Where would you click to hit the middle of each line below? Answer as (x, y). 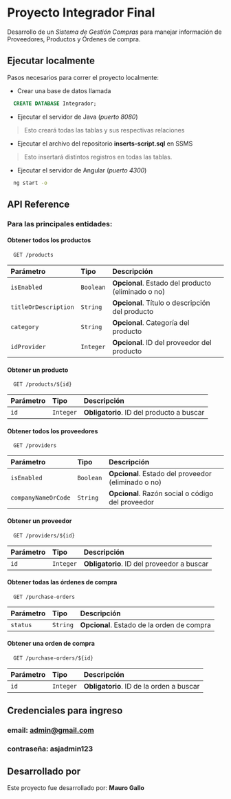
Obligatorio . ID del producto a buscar (144, 413)
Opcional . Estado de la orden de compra (146, 624)
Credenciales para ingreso (65, 711)
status (21, 625)
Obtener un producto (38, 370)
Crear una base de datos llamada (64, 90)
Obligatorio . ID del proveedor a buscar (146, 564)
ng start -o (31, 183)
